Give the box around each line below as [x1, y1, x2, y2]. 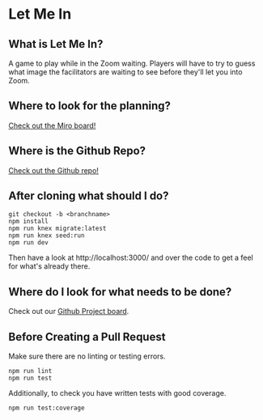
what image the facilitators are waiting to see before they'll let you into [8, 67, 243, 77]
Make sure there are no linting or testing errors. [8, 351, 166, 361]
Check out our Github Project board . [8, 307, 129, 316]
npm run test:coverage [8, 404, 85, 413]
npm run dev [8, 239, 49, 247]
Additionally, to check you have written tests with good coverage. [8, 388, 227, 398]
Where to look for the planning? [8, 99, 172, 113]
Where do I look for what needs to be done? [8, 285, 232, 299]
